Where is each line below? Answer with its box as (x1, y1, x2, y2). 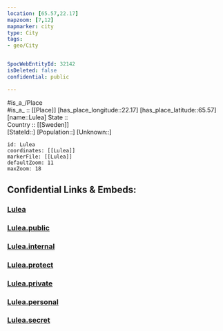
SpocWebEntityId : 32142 (7, 61, 76, 68)
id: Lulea (7, 141, 36, 148)
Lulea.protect (7, 260, 54, 270)
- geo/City (7, 42, 39, 49)
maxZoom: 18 (7, 165, 41, 172)
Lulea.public (7, 223, 50, 232)
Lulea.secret (7, 315, 50, 325)
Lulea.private (7, 279, 53, 288)
